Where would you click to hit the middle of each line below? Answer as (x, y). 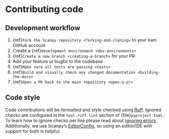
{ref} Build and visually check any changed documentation (74, 72)
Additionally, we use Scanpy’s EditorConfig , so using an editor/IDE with (79, 126)
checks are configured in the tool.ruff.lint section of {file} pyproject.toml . (84, 115)
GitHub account (29, 45)
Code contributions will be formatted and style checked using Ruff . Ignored (83, 110)
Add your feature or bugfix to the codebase (58, 61)
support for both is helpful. (33, 131)
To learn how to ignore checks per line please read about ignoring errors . (81, 120)
